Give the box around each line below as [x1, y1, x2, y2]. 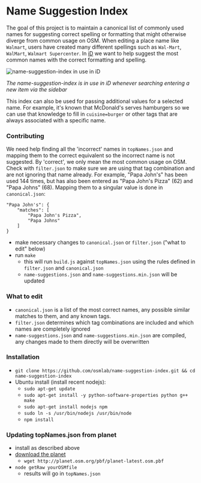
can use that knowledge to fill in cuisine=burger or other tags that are [6, 110, 178, 117]
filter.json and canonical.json [23, 264, 104, 272]
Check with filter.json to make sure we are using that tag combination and [6, 164, 195, 172]
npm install [23, 417, 54, 423]
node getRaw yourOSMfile [14, 465, 77, 471]
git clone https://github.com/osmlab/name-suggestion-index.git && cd [14, 367, 196, 374]
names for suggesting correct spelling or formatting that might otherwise [6, 30, 187, 37]
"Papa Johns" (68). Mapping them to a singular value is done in [6, 184, 163, 191]
